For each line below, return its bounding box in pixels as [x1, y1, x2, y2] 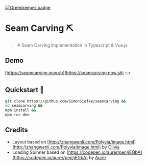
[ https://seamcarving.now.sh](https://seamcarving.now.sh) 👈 [5, 70, 131, 75]
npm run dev [5, 113, 29, 118]
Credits [5, 126, 28, 134]
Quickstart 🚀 [5, 86, 44, 94]
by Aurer [89, 154, 107, 160]
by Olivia [102, 144, 120, 150]
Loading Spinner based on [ [12, 149, 69, 155]
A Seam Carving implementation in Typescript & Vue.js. [17, 42, 129, 48]
